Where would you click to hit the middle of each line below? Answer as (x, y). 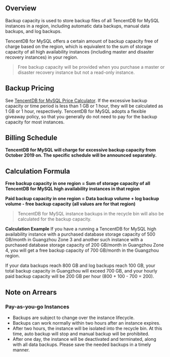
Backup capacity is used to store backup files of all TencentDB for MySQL (82, 20)
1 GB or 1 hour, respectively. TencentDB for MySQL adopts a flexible (76, 111)
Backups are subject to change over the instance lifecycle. (74, 318)
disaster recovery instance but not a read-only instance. (76, 72)
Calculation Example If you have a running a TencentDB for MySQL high (81, 229)
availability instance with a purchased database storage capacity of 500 (80, 234)
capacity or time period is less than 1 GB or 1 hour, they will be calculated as (84, 106)
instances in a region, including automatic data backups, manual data (77, 26)
